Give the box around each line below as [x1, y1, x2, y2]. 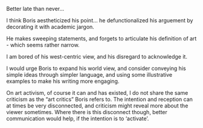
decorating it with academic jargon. [6, 24, 95, 30]
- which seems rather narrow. [6, 42, 80, 48]
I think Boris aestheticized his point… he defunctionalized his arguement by [6, 17, 193, 24]
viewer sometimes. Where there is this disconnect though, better [6, 109, 168, 115]
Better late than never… [6, 5, 65, 12]
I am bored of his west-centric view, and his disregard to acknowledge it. [6, 53, 187, 60]
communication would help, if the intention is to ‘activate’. [6, 115, 149, 122]
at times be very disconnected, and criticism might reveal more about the [6, 102, 188, 109]
